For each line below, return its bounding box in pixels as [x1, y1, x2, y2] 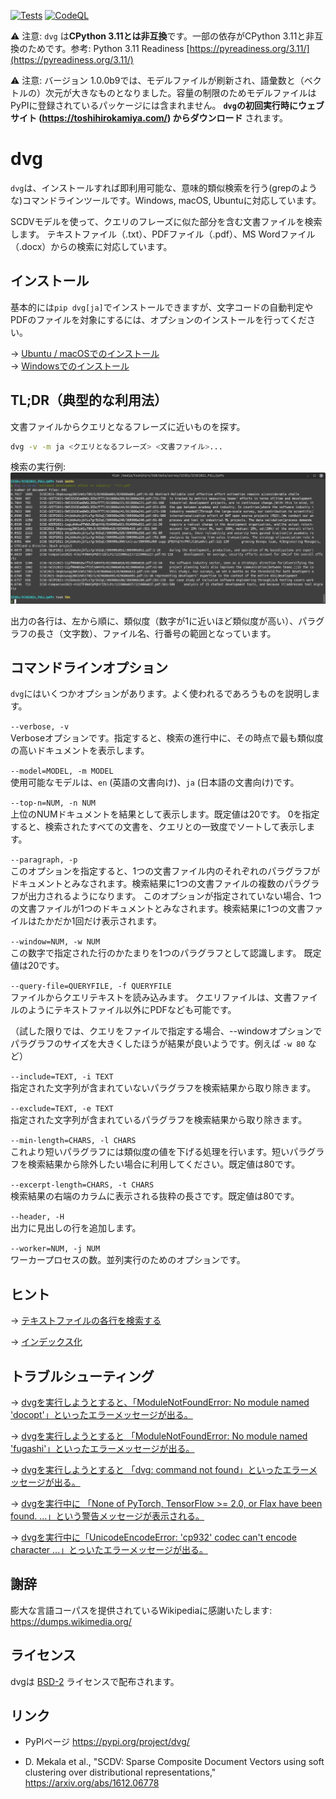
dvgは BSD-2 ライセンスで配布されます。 [10, 1675, 180, 1687]
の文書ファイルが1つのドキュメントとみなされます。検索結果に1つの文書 [10, 903, 306, 915]
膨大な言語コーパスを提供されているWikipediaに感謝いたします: [10, 1604, 273, 1616]
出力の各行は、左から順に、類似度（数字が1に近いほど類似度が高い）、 [10, 615, 299, 627]
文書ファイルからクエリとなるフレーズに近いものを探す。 [10, 420, 246, 432]
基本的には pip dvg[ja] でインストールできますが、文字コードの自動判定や [10, 301, 314, 313]
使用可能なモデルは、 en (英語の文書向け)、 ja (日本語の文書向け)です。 [10, 776, 300, 789]
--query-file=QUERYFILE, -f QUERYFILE [10, 981, 172, 992]
